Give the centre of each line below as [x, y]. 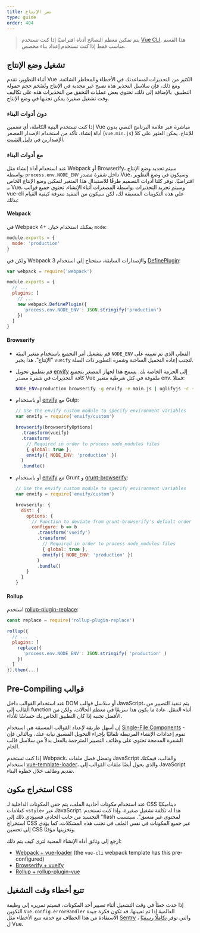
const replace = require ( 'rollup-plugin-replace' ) [71, 620]
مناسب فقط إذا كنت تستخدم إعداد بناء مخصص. [73, 46]
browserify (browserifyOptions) [54, 427]
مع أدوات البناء [25, 155]
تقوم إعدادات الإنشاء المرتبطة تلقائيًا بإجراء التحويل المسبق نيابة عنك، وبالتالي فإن [96, 733]
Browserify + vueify [40, 865]
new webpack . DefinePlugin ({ [52, 304]
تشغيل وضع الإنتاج [36, 65]
